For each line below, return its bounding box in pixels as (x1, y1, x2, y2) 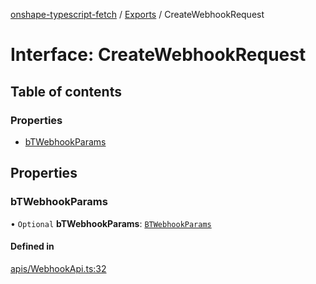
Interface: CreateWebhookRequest (10, 44, 307, 66)
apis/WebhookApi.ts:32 (10, 262, 107, 274)
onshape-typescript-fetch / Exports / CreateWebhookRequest (10, 9, 265, 20)
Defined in (10, 240, 55, 253)
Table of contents (10, 83, 122, 100)
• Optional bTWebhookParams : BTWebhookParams (10, 217, 212, 229)
